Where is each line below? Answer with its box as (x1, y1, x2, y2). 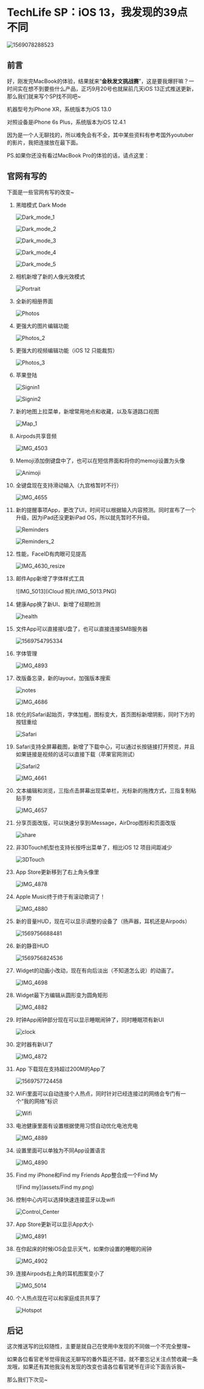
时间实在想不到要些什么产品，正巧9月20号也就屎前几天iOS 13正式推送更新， (7, 85, 197, 92)
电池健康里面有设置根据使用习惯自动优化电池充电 (15, 1122, 138, 1129)
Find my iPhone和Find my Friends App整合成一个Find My (15, 1171, 158, 1179)
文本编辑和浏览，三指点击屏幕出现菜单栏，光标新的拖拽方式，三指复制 (15, 787, 191, 794)
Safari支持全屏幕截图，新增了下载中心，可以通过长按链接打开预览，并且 (15, 743, 196, 750)
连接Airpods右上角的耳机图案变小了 (15, 1270, 105, 1277)
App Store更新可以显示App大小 (15, 1221, 94, 1228)
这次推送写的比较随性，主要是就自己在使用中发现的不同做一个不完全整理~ (7, 1343, 191, 1350)
